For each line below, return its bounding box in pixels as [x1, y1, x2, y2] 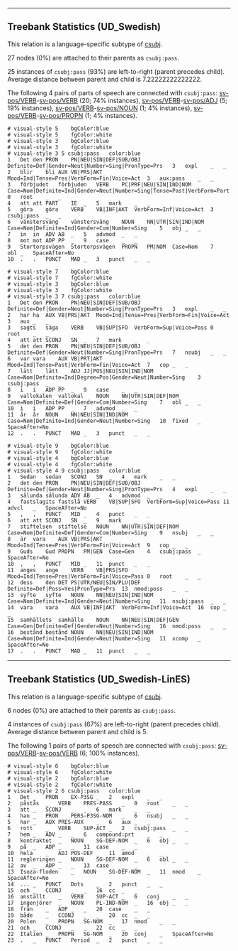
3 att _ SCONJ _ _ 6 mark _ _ [7, 806, 151, 813]
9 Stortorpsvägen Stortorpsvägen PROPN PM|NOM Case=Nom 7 [7, 243, 214, 250]
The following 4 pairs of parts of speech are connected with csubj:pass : [7, 88, 218, 97]
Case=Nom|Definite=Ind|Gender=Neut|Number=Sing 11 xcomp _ [7, 635, 201, 642]
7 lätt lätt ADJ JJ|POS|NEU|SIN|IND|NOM [7, 367, 154, 375]
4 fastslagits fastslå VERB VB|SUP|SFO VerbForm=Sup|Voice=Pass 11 [7, 498, 230, 505]
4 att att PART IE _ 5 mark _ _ [7, 200, 151, 207]
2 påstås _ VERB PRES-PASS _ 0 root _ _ [7, 800, 189, 807]
